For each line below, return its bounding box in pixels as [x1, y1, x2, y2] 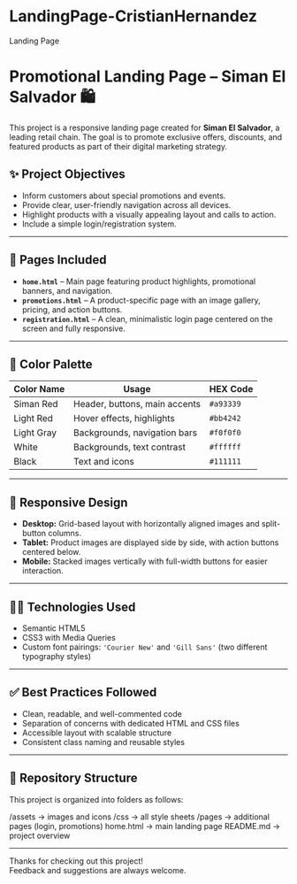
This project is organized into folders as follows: [9, 794, 184, 804]
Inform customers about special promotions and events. [21, 190, 226, 201]
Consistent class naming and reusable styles [21, 736, 186, 747]
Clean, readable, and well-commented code [21, 708, 183, 719]
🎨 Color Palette [9, 357, 93, 372]
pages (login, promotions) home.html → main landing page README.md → [9, 820, 281, 831]
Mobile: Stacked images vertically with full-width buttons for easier [21, 556, 268, 567]
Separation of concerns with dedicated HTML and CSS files [21, 718, 240, 728]
